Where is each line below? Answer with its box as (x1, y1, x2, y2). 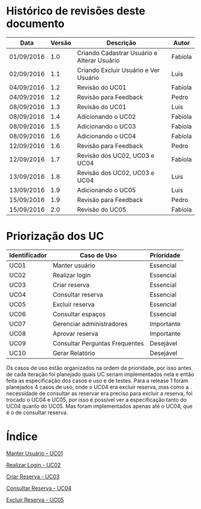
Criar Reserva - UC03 (6, 472, 60, 480)
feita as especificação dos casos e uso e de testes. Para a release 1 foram (6, 377, 188, 384)
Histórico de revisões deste (6, 4, 145, 18)
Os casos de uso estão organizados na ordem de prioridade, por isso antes (6, 364, 192, 371)
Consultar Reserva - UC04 (6, 484, 72, 492)
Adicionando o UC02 (77, 112, 136, 121)
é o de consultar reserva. (6, 409, 68, 416)
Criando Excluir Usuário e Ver (77, 66, 160, 74)
